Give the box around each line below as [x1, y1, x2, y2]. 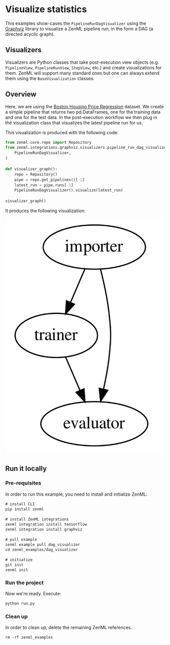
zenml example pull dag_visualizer [5, 542, 80, 547]
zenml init [5, 567, 28, 573]
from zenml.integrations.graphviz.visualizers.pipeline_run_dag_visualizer [5, 145, 168, 150]
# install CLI [5, 501, 35, 507]
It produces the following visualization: [5, 208, 86, 214]
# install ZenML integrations [5, 516, 69, 522]
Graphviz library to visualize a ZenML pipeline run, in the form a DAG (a [5, 25, 153, 31]
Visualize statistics [5, 4, 87, 15]
